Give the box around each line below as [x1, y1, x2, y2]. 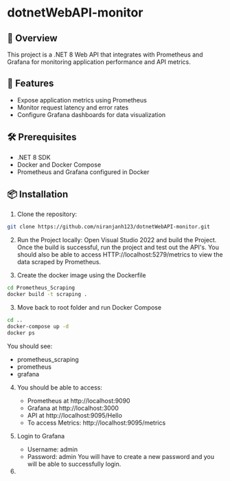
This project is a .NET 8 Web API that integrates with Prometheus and [7, 50, 204, 58]
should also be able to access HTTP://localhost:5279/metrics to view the [16, 250, 223, 259]
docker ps [7, 329, 36, 336]
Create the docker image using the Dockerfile [16, 271, 146, 279]
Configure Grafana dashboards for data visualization [16, 110, 166, 118]
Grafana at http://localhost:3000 [27, 404, 119, 412]
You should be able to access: [16, 383, 103, 392]
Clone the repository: [16, 210, 78, 218]
